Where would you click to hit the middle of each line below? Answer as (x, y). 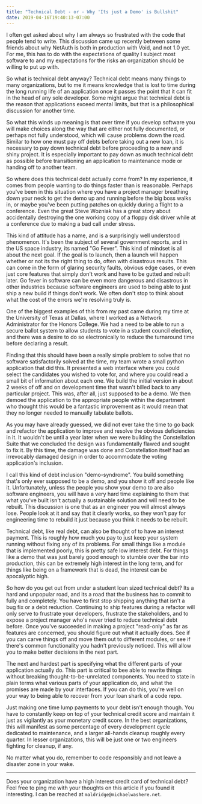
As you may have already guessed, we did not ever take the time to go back (100, 424)
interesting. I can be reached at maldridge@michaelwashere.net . (84, 794)
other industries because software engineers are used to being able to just (99, 287)
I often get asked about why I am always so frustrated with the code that (96, 34)
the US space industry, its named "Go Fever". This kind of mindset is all (94, 248)
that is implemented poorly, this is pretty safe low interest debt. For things (97, 550)
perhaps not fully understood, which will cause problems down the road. (96, 135)
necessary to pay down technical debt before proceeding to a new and (94, 148)
